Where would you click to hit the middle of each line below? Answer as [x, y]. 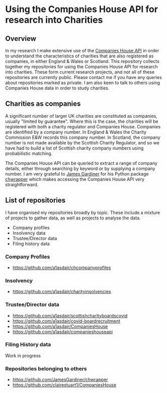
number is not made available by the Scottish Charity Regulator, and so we [82, 142]
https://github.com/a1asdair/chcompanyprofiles [62, 267]
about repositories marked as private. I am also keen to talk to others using [82, 83]
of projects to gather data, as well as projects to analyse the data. [73, 218]
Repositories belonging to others [46, 368]
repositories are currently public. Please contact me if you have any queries [83, 77]
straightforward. [22, 184]
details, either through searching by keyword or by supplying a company [80, 168]
